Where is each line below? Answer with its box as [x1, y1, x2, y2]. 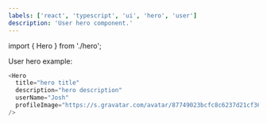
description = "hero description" [15, 87, 123, 95]
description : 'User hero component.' [8, 19, 133, 27]
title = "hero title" [15, 79, 80, 87]
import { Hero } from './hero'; [8, 41, 102, 50]
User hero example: [8, 56, 73, 66]
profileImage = [15, 101, 62, 109]
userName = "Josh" [15, 94, 69, 102]
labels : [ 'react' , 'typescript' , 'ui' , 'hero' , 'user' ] [8, 11, 197, 20]
